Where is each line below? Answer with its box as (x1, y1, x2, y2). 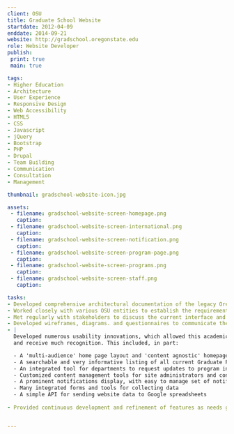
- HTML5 (7, 114, 30, 121)
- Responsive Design (7, 100, 68, 108)
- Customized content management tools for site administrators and (13, 371, 217, 379)
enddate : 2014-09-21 (7, 29, 68, 37)
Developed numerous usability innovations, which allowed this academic (13, 333, 229, 341)
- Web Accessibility (7, 107, 68, 114)
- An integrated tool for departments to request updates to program (13, 365, 219, 372)
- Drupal (7, 153, 33, 160)
